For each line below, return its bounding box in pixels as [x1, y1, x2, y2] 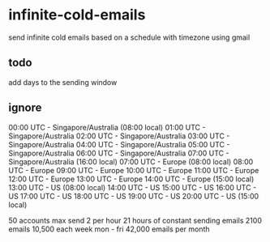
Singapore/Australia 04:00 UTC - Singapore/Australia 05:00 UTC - [8, 139, 230, 149]
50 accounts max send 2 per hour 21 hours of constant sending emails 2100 [8, 215, 262, 225]
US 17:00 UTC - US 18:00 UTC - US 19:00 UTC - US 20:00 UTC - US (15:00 [8, 191, 259, 201]
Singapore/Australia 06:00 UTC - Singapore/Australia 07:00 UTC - [8, 148, 229, 158]
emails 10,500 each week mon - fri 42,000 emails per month [8, 224, 210, 234]
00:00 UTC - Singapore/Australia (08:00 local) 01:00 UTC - [8, 122, 206, 132]
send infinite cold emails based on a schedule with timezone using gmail [8, 32, 251, 42]
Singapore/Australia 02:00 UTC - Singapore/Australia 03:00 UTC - [8, 131, 230, 141]
